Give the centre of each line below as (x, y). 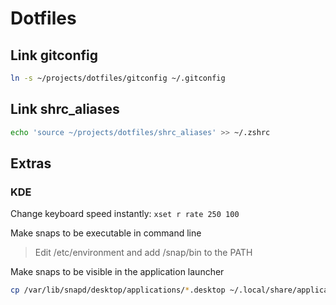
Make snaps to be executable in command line (106, 233)
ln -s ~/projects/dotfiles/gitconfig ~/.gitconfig (118, 78)
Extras (31, 163)
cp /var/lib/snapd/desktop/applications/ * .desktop (118, 290)
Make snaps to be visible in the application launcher (117, 272)
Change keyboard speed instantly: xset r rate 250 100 (125, 214)
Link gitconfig (54, 55)
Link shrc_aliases (65, 109)
